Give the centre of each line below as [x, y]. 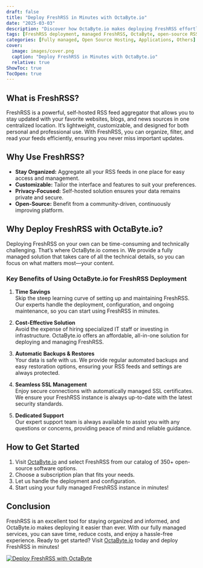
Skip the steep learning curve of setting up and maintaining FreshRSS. [102, 298]
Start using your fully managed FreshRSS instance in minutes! [92, 487]
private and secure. [39, 197]
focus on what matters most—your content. [60, 263]
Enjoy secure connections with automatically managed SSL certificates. [104, 391]
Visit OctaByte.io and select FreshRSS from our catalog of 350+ [94, 462]
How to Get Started [43, 447]
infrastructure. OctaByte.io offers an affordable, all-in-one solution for [102, 335]
